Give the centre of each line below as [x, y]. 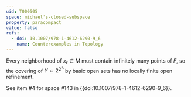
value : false [22, 28]
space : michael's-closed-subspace [48, 17]
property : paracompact [34, 22]
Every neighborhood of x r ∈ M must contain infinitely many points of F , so [96, 61]
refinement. [20, 77]
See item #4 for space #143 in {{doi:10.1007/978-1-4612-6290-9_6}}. [89, 88]
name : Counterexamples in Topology [60, 44]
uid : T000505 [22, 11]
